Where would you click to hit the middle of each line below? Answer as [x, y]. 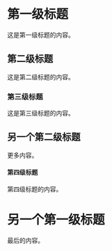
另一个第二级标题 [44, 137]
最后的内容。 [25, 240]
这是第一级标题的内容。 [41, 35]
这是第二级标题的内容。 [41, 76]
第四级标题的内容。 [35, 189]
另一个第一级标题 [56, 220]
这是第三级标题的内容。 [41, 113]
